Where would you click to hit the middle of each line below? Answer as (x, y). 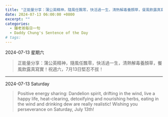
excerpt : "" (17, 19)
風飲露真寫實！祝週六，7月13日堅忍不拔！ (60, 69)
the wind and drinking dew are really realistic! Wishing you (77, 104)
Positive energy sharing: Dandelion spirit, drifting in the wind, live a (86, 93)
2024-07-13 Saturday (27, 84)
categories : (17, 24)
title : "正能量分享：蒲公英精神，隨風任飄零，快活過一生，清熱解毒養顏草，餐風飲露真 (83, 10)
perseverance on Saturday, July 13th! (55, 109)
